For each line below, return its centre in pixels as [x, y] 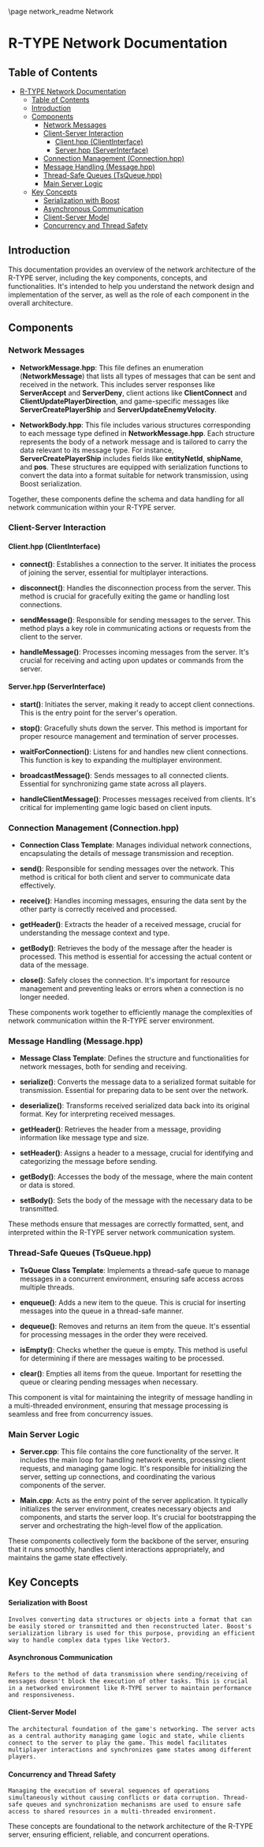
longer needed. [44, 997]
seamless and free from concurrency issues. [81, 1413]
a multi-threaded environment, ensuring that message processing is [118, 1406]
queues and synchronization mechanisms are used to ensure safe [134, 1805]
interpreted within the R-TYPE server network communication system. [122, 1233]
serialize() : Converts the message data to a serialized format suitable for [138, 1082]
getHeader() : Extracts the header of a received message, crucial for [130, 925]
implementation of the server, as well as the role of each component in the [129, 295]
